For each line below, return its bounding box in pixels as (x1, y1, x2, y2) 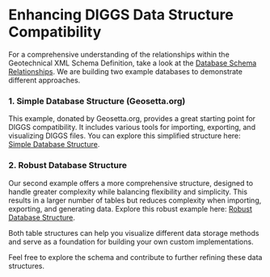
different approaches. (8, 75, 81, 85)
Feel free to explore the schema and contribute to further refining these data (8, 252, 263, 262)
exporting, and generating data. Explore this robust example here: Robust (8, 204, 253, 213)
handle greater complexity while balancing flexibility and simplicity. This (8, 187, 248, 196)
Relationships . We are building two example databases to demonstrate (8, 66, 243, 76)
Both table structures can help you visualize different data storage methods (8, 228, 259, 237)
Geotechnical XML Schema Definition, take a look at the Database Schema (8, 58, 257, 68)
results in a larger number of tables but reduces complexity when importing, (8, 195, 262, 205)
